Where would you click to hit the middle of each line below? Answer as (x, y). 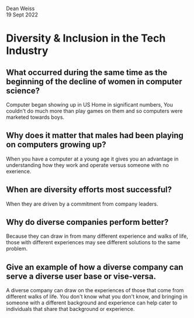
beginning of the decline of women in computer (94, 81)
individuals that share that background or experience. (70, 309)
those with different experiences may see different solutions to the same (93, 242)
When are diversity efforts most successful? (89, 190)
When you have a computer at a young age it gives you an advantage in (92, 159)
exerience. (19, 171)
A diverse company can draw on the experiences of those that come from (95, 290)
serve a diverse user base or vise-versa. (81, 276)
